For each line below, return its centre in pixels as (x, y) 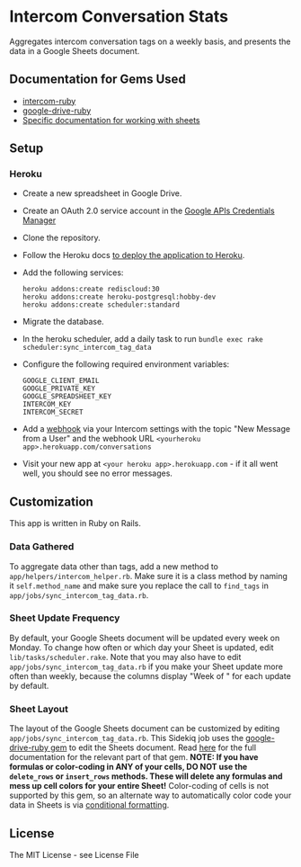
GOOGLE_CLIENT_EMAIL (61, 381)
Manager (39, 220)
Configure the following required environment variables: (126, 364)
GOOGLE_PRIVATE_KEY (59, 389)
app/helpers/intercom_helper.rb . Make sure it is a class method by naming (148, 576)
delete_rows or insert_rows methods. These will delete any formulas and (146, 776)
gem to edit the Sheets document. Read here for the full (154, 747)
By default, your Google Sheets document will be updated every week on (145, 638)
